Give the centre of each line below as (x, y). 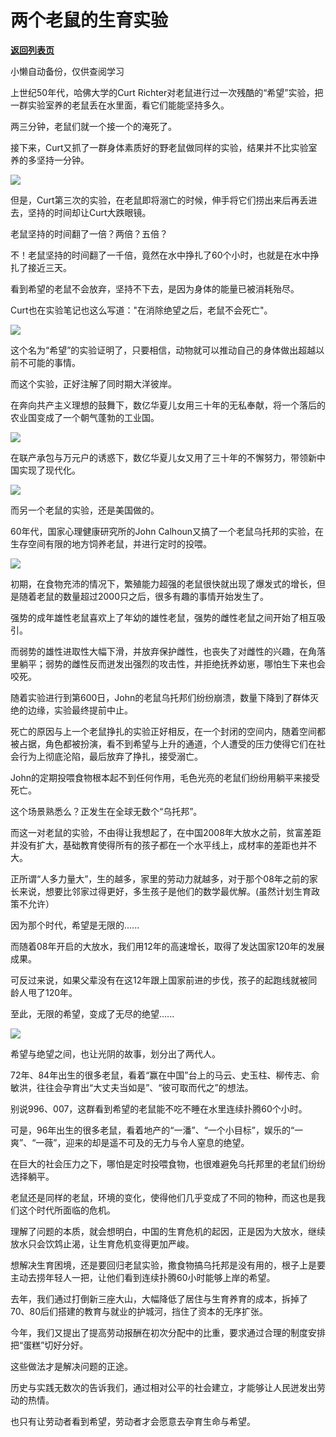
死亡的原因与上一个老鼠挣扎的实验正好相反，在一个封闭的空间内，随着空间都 (168, 731)
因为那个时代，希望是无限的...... (75, 925)
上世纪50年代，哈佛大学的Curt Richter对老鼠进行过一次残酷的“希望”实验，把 (167, 92)
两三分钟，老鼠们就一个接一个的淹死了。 (93, 126)
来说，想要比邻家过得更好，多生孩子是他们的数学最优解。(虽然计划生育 (165, 891)
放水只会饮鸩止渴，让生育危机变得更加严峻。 (102, 1243)
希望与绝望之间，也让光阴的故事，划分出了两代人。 (115, 1053)
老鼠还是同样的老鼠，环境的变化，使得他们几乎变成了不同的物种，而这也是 (163, 1197)
